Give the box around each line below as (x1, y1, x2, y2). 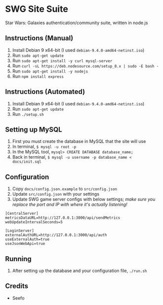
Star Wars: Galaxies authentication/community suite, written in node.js (5, 20, 148, 26)
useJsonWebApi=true (5, 241, 45, 246)
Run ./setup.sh (12, 111, 44, 117)
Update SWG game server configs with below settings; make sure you (12, 196, 156, 203)
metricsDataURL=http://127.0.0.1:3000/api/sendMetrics (5, 215, 121, 220)
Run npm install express (12, 73, 64, 79)
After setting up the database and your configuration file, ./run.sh (12, 268, 147, 273)
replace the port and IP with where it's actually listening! (12, 202, 127, 207)
